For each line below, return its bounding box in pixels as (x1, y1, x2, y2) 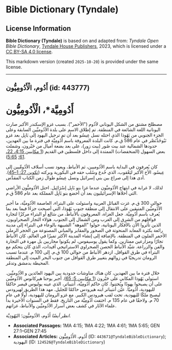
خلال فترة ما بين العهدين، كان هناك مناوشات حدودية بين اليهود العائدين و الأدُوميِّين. (6, 270, 160, 276)
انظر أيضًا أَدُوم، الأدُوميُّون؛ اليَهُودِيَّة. (6, 313, 71, 319)
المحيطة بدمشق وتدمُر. (6, 260, 50, 266)
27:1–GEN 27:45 (13, 328, 47, 334)
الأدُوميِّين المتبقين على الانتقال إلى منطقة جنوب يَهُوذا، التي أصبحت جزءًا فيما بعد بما (6, 205, 162, 211)
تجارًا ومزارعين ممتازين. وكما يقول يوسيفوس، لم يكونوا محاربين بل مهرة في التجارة (6, 238, 164, 244)
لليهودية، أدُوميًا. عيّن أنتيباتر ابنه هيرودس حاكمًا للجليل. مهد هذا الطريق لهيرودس (6, 286, 155, 293)
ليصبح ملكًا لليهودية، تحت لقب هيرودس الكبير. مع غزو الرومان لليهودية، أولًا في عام (6, 291, 161, 298)
